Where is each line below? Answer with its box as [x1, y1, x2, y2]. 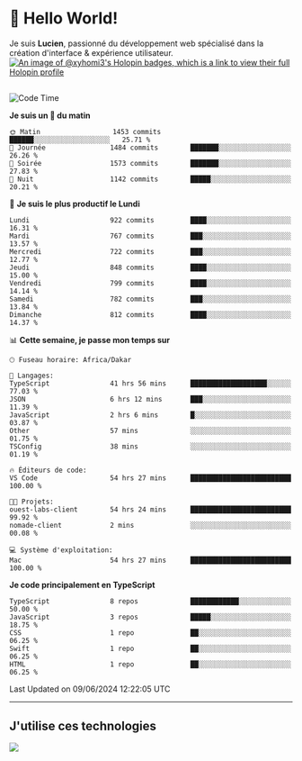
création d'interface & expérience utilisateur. [9, 47, 173, 58]
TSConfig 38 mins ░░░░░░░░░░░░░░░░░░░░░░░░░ [9, 442, 292, 451]
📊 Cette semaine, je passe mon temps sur [9, 335, 171, 346]
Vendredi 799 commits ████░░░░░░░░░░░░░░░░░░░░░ [9, 279, 292, 288]
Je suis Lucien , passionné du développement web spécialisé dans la [9, 38, 264, 49]
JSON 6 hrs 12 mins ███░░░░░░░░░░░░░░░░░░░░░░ [9, 395, 292, 404]
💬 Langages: [9, 371, 54, 381]
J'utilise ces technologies [9, 718, 157, 733]
